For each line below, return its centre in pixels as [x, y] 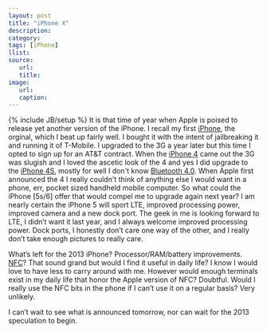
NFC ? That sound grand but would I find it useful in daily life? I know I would [133, 263]
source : [21, 61]
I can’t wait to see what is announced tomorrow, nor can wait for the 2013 [129, 312]
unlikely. [22, 297]
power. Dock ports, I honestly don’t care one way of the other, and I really [129, 230]
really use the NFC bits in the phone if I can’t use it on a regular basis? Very [132, 288]
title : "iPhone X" [39, 23]
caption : [33, 97]
